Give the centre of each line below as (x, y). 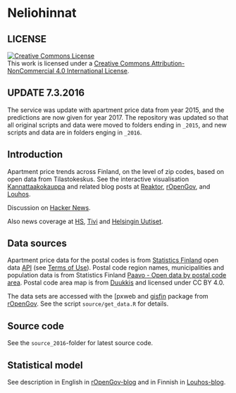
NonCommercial (31, 71)
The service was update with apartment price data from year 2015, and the (116, 110)
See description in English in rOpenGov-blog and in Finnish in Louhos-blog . (117, 382)
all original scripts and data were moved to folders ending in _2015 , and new (117, 125)
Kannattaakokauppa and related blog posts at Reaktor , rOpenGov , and (109, 186)
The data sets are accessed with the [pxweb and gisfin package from (108, 297)
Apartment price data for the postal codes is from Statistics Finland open (113, 260)
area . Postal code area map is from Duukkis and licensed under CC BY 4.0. (116, 282)
